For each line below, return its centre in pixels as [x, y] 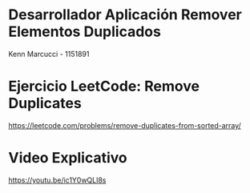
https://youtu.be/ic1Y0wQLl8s [57, 180]
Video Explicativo [68, 158]
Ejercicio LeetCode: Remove [104, 86]
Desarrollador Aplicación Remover [125, 15]
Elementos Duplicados [85, 32]
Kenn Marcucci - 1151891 [49, 54]
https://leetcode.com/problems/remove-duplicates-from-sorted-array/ [125, 125]
